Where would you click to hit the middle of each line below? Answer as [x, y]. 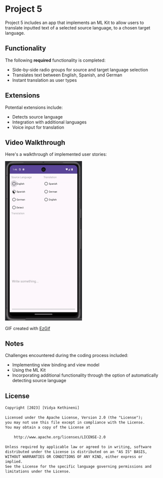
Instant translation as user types [44, 80]
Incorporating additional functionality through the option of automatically [85, 375]
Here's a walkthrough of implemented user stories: [56, 154]
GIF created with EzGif [28, 328]
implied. [14, 462]
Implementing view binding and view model [56, 365]
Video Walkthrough [35, 142]
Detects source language [37, 117]
